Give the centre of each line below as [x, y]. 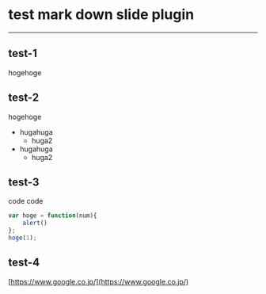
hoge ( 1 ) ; [23, 238]
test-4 [24, 263]
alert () [35, 223]
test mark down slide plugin [101, 15]
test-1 [23, 53]
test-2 [24, 98]
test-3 [24, 182]
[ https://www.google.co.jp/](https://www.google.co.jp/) [99, 281]
